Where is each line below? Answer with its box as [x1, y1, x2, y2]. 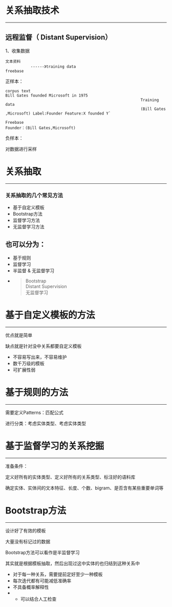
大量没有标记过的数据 [5, 538, 50, 544]
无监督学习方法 [12, 223, 45, 230]
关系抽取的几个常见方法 [5, 192, 63, 199]
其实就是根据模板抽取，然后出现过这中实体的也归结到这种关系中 [5, 560, 140, 566]
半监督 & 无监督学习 [12, 268, 55, 274]
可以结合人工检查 [20, 596, 57, 602]
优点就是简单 [5, 332, 32, 338]
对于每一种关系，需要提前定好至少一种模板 [12, 571, 103, 577]
